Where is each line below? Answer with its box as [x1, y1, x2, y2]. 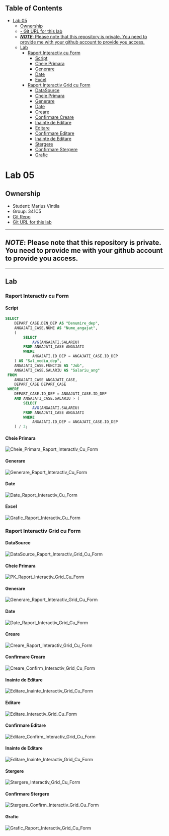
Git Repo [12, 213, 31, 219]
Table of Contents [5, 4, 63, 13]
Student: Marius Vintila [12, 203, 60, 209]
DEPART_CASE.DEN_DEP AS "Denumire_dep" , [14, 321, 100, 326]
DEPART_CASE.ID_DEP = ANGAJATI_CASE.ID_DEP [14, 391, 107, 396]
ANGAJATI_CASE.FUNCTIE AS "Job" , [14, 363, 84, 368]
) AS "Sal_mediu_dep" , [14, 358, 62, 363]
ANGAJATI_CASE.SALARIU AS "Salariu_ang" [14, 367, 100, 373]
